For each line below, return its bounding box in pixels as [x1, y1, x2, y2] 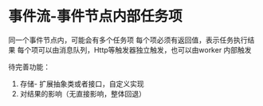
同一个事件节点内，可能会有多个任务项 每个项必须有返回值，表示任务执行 [8, 35, 248, 45]
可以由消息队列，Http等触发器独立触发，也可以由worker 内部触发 [37, 45, 253, 54]
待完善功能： [8, 61, 50, 72]
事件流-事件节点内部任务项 [8, 7, 183, 26]
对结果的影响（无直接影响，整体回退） [19, 88, 146, 98]
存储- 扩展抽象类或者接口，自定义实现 [19, 79, 145, 88]
